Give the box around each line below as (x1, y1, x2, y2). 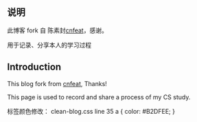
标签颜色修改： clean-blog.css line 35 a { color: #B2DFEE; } (7, 107, 175, 115)
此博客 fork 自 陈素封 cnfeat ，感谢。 (7, 26, 108, 34)
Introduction (7, 61, 62, 73)
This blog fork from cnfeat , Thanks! (7, 79, 108, 88)
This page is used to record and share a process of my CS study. (7, 92, 191, 101)
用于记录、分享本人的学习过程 (7, 41, 91, 49)
